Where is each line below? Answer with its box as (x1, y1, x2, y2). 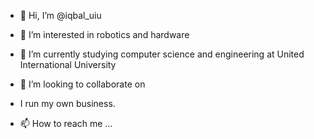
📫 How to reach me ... (19, 118, 113, 129)
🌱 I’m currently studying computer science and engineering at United (19, 48, 305, 60)
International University (19, 59, 117, 70)
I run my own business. (19, 98, 116, 109)
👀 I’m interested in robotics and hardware (19, 29, 190, 40)
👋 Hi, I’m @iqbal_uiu (19, 10, 102, 21)
